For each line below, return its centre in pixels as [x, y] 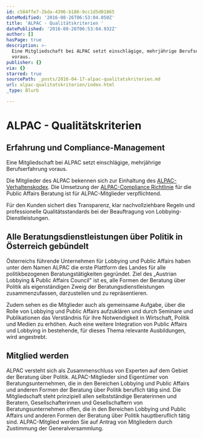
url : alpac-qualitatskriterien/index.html [60, 85]
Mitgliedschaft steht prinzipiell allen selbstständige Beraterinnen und [92, 396]
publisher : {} [24, 62]
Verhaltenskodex [27, 187]
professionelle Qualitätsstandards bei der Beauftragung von [81, 211]
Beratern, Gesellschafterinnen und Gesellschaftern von [75, 402]
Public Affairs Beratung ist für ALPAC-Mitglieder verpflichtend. [84, 193]
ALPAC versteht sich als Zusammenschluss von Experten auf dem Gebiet [97, 370]
